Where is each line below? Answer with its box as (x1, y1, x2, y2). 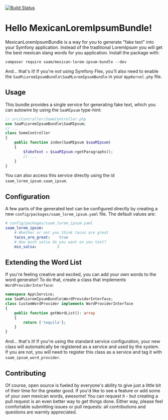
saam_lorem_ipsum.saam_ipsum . (5, 178, 68, 184)
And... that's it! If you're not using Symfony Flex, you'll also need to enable (5, 68, 159, 74)
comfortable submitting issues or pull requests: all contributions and (5, 403, 146, 409)
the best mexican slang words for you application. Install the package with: (5, 49, 160, 55)
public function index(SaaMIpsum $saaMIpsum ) (14, 140, 111, 145)
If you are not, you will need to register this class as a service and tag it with (5, 349, 162, 355)
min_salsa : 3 (14, 244, 59, 249)
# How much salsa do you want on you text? (14, 239, 107, 244)
